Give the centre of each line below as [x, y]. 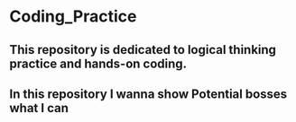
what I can [39, 108]
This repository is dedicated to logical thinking [143, 50]
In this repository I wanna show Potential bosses [148, 94]
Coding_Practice [73, 17]
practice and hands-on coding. [98, 63]
